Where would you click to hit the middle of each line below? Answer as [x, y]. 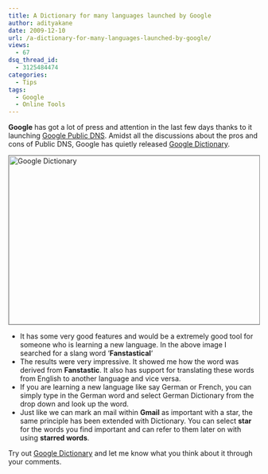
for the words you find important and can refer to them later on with [130, 429]
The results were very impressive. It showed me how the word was [129, 362]
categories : [28, 75]
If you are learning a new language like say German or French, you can [136, 387]
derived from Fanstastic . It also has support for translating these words [137, 370]
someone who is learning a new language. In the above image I [123, 345]
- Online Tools [41, 104]
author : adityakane [41, 23]
